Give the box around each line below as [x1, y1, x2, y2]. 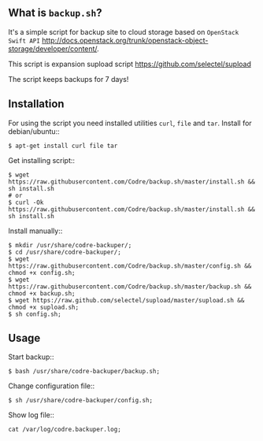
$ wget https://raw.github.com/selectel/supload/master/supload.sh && [8, 296, 245, 304]
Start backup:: [8, 352, 54, 361]
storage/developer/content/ [8, 43, 98, 54]
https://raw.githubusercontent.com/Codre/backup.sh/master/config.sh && [8, 261, 252, 270]
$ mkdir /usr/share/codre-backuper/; [8, 241, 132, 249]
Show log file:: [8, 410, 55, 420]
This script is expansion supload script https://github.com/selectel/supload [8, 59, 252, 69]
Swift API [8, 37, 41, 45]
